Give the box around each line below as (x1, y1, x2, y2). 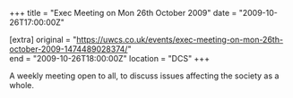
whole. (9, 80, 34, 90)
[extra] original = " (9, 35, 77, 45)
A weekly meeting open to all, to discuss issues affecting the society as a (9, 70, 280, 81)
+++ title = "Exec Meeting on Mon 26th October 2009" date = (9, 8, 237, 18)
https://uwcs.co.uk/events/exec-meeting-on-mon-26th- (75, 35, 284, 45)
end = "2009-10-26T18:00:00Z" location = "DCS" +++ (9, 53, 211, 63)
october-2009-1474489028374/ (9, 44, 128, 54)
